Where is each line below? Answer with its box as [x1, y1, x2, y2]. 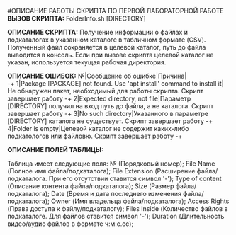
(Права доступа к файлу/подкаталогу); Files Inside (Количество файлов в [7, 205, 228, 212]
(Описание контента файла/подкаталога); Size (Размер [7, 182, 174, 190]
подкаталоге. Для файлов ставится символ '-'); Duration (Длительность [7, 212, 225, 220]
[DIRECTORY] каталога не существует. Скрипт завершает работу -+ [7, 117, 213, 125]
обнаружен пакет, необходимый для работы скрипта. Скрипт [17, 87, 203, 95]
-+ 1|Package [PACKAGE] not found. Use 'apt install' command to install [7, 79, 217, 88]
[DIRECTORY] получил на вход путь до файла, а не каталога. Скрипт [7, 102, 214, 110]
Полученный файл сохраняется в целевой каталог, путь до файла [7, 43, 206, 51]
